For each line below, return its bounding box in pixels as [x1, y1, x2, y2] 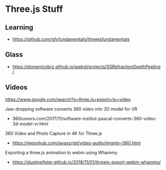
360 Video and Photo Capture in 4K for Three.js [5, 130, 102, 136]
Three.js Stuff [5, 3, 63, 15]
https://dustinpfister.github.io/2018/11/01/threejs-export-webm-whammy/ [12, 159, 161, 165]
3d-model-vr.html [12, 121, 48, 127]
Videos [5, 83, 28, 92]
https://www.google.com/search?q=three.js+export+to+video [5, 96, 131, 102]
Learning [5, 23, 34, 32]
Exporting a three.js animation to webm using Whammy [5, 149, 118, 155]
